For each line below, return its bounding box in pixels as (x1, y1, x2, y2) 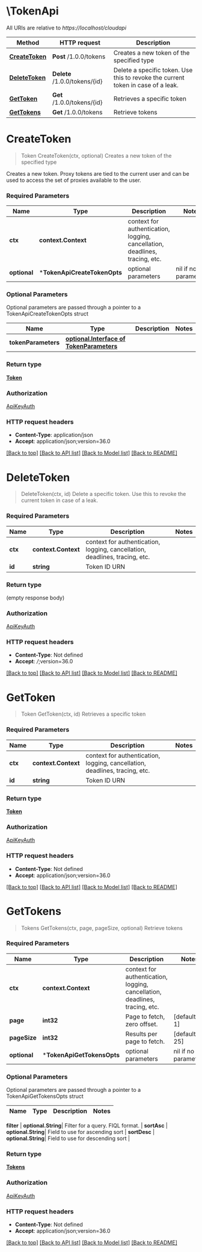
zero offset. (125, 1020, 158, 1028)
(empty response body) (6, 594, 65, 601)
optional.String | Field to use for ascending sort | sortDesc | (6, 1129, 155, 1136)
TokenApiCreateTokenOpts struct (6, 310, 88, 317)
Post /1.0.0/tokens (52, 52, 106, 61)
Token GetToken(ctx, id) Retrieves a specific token (20, 710, 146, 717)
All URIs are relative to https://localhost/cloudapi (6, 24, 127, 31)
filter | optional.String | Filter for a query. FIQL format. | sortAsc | (6, 1122, 168, 1129)
